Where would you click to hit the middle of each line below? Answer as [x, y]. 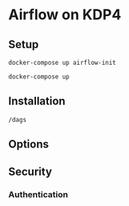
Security [30, 171]
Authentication [38, 194]
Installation [37, 101]
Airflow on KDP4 [65, 15]
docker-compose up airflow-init [62, 63]
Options [29, 145]
